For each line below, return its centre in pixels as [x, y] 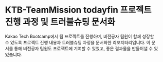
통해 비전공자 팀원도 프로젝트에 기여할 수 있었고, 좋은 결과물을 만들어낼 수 [83, 48]
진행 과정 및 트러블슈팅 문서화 [60, 22]
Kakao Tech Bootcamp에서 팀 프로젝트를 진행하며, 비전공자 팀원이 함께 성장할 [80, 36]
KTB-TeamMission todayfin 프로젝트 [78, 10]
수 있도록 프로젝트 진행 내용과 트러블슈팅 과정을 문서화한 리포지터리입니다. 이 [78, 42]
